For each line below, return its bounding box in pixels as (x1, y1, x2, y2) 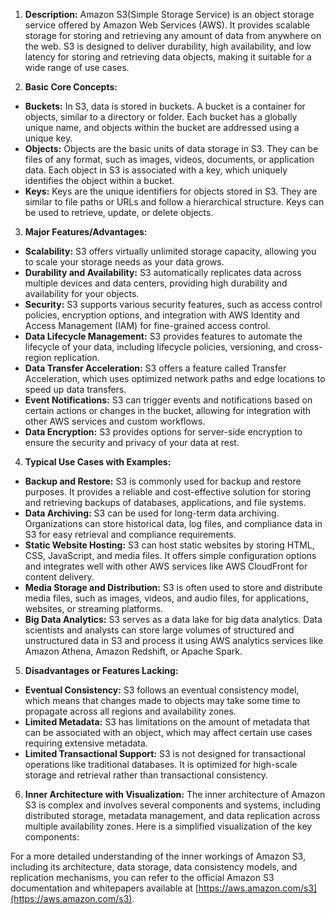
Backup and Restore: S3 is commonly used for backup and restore (24, 475, 302, 487)
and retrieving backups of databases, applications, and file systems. (24, 497, 307, 508)
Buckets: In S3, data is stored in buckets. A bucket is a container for (24, 100, 306, 112)
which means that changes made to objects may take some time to (24, 695, 301, 706)
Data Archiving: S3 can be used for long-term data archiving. (24, 507, 280, 519)
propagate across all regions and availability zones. (24, 705, 237, 717)
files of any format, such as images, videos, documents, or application (24, 154, 315, 165)
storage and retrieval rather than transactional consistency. (24, 769, 269, 781)
